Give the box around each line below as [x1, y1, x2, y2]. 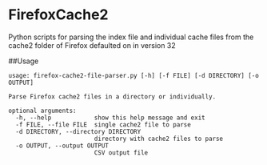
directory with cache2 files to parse [94, 135, 224, 143]
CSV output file [94, 148, 149, 157]
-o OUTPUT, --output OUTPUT [15, 142, 110, 150]
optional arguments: [8, 107, 78, 115]
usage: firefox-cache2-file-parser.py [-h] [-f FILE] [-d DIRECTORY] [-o [8, 71, 260, 79]
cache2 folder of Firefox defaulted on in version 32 [8, 40, 176, 50]
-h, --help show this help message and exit [15, 114, 205, 122]
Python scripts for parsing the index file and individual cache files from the [8, 32, 254, 42]
